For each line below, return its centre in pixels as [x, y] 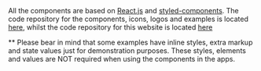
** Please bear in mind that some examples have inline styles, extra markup [130, 42]
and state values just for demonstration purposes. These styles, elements [127, 51]
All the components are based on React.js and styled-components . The [123, 11]
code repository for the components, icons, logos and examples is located [129, 19]
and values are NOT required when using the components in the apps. [122, 59]
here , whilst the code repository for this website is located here [110, 27]
